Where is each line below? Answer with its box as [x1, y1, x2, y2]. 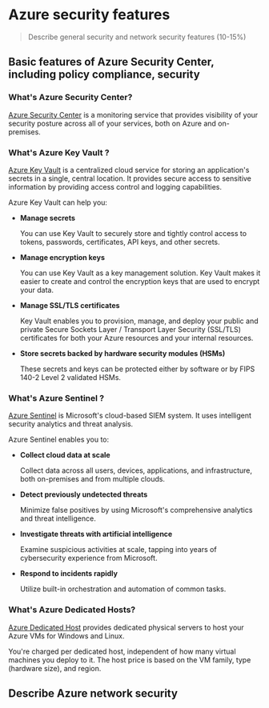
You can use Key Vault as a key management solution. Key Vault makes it [19, 268, 261, 278]
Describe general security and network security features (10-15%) [27, 32, 247, 42]
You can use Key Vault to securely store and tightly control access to [19, 228, 247, 238]
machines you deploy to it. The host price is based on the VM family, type [8, 654, 251, 665]
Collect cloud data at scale [19, 450, 110, 460]
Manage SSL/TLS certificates [19, 300, 120, 310]
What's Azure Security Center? [8, 92, 133, 103]
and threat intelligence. [19, 514, 96, 523]
